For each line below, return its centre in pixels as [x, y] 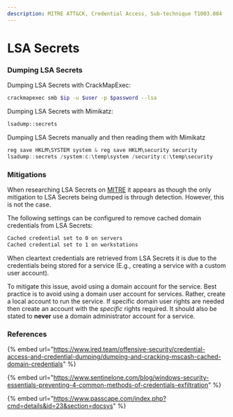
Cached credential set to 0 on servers [65, 238]
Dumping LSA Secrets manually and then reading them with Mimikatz [106, 137]
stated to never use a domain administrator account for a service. [101, 316]
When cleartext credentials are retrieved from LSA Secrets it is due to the [112, 258]
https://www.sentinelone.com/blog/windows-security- [131, 377]
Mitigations [27, 174]
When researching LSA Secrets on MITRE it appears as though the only [109, 190]
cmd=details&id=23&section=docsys [60, 406]
